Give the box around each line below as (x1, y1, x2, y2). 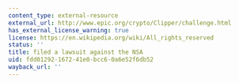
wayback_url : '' (8, 63, 62, 71)
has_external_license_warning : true (8, 26, 129, 34)
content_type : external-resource (8, 11, 119, 20)
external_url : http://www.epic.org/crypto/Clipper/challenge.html (8, 19, 232, 27)
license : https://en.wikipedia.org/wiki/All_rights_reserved (8, 33, 214, 42)
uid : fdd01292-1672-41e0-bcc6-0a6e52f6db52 (8, 56, 154, 64)
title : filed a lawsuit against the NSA (8, 48, 144, 56)
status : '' (8, 41, 44, 49)
